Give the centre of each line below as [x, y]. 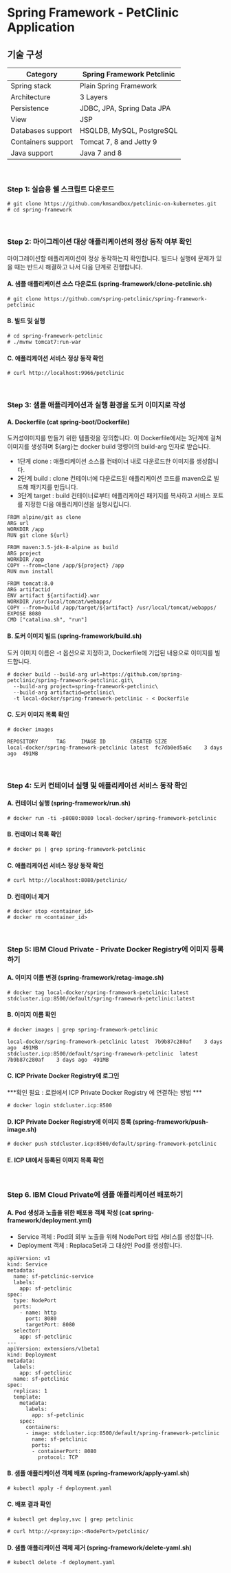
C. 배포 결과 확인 [29, 1504]
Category [42, 74]
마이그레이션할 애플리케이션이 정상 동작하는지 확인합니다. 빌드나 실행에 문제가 [111, 258]
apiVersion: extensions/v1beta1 [53, 1348]
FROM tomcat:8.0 [30, 584]
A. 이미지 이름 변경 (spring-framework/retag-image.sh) [86, 977]
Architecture [31, 97]
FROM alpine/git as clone [44, 517]
